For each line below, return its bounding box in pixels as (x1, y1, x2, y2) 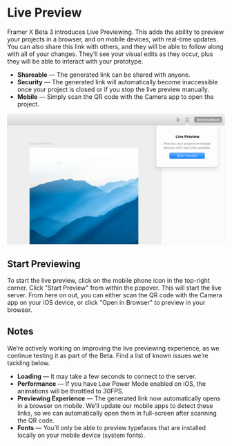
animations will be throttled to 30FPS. (17, 387, 124, 395)
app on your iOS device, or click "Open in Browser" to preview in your (7, 298, 206, 306)
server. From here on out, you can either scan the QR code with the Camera (7, 290, 222, 299)
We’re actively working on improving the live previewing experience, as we (7, 344, 220, 352)
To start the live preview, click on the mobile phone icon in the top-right (7, 276, 211, 284)
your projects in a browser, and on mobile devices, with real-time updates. (7, 35, 219, 43)
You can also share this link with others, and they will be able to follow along (7, 42, 224, 50)
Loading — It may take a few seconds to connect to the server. (17, 372, 197, 380)
